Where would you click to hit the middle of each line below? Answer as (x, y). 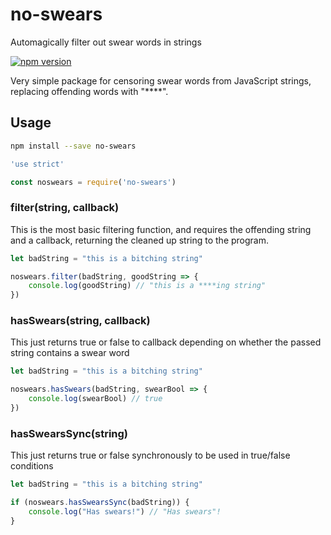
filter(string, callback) (65, 208)
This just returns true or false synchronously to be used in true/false (150, 455)
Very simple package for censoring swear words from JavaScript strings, (161, 80)
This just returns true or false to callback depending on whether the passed (166, 342)
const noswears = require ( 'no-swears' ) (93, 182)
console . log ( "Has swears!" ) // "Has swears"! (125, 512)
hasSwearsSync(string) (69, 433)
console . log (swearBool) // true (95, 399)
